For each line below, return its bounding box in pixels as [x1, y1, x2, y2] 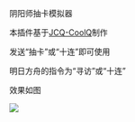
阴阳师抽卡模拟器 [9, 8, 73, 18]
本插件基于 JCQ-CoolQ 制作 [9, 27, 108, 38]
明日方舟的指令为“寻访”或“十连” [9, 66, 126, 76]
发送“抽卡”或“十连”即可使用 [9, 46, 111, 57]
